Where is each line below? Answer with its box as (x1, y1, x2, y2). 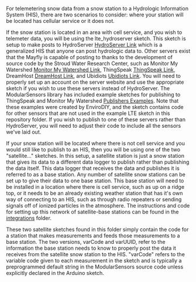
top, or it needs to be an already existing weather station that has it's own (6, 190, 183, 196)
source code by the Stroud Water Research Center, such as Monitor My (6, 60, 178, 67)
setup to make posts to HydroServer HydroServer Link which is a (6, 41, 163, 48)
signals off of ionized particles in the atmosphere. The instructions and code (6, 202, 190, 209)
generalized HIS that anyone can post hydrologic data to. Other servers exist (6, 47, 191, 55)
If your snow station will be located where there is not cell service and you (6, 140, 185, 147)
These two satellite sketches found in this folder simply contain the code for (6, 226, 189, 233)
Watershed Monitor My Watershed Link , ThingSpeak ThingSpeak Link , (6, 66, 176, 73)
